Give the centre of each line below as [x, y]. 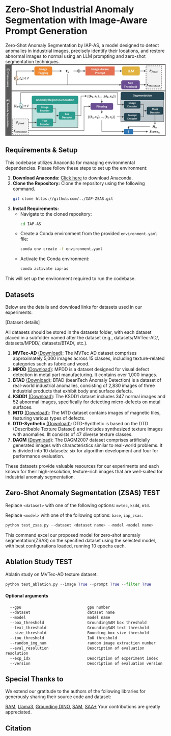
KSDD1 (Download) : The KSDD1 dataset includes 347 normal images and [89, 396]
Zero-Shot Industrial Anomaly [70, 9]
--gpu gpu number [60, 607]
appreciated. [19, 712]
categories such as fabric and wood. [51, 364]
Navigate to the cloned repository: [56, 214]
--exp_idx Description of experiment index [84, 658]
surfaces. [23, 407]
